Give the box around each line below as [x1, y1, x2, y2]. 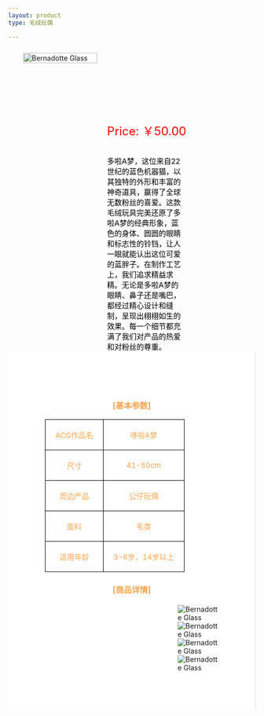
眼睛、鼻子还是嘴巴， [107, 290, 181, 300]
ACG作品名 [55, 430, 93, 440]
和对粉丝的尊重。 [107, 341, 167, 352]
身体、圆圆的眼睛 [121, 228, 181, 238]
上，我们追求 [107, 269, 152, 280]
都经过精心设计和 [107, 300, 167, 310]
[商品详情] [112, 584, 152, 595]
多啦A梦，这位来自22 [107, 156, 181, 166]
